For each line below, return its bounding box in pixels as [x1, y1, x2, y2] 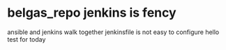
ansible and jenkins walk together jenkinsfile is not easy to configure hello [7, 28, 220, 36]
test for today [7, 35, 46, 43]
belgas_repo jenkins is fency [7, 5, 176, 21]
